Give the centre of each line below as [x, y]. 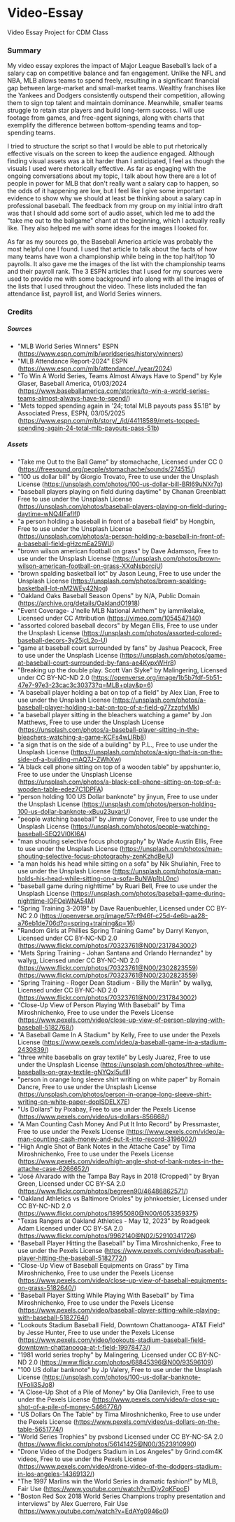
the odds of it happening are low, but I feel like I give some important [106, 191]
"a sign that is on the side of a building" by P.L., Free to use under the [117, 745]
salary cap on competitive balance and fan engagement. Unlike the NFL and [116, 73]
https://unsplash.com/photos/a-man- [168, 871]
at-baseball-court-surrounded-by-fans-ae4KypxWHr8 [95, 663]
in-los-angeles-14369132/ [55, 1474]
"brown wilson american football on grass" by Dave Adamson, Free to [118, 551]
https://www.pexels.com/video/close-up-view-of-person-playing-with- [123, 1020]
